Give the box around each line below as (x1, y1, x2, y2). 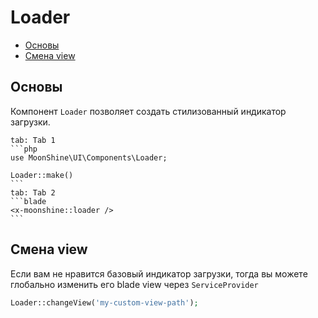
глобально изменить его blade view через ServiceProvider (10, 278, 259, 290)
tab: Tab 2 (10, 187, 56, 198)
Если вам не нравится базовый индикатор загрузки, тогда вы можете (10, 267, 308, 280)
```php (10, 144, 38, 154)
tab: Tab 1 (10, 135, 56, 145)
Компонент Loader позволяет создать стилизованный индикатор (10, 105, 287, 117)
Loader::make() (10, 170, 74, 180)
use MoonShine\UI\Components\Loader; (10, 152, 168, 163)
